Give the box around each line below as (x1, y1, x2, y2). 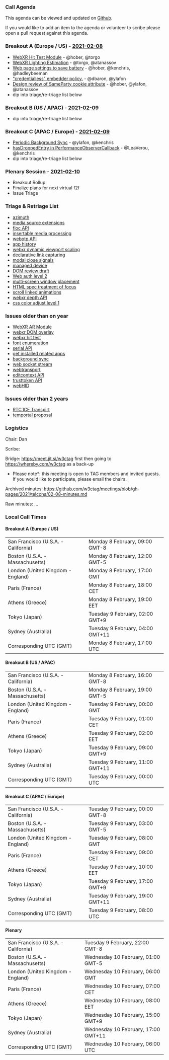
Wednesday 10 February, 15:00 (84, 1012, 160, 1019)
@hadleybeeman (12, 70, 48, 76)
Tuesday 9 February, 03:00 (88, 820, 153, 827)
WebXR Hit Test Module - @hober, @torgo (12, 54, 101, 60)
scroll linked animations (12, 289, 62, 295)
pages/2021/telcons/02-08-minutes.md (5, 491, 88, 497)
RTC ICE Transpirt (12, 407, 50, 413)
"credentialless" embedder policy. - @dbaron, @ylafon (12, 75, 126, 82)
